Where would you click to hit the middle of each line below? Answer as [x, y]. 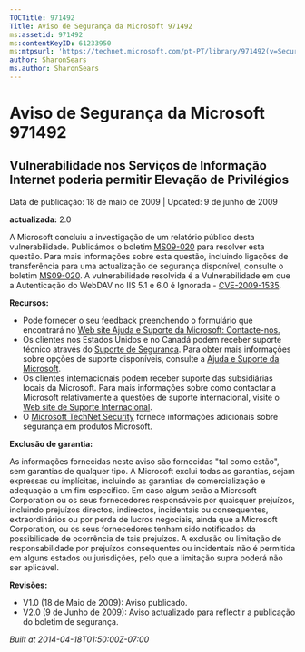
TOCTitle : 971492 [42, 18]
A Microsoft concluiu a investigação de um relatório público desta [132, 237]
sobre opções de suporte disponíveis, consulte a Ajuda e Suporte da [151, 358]
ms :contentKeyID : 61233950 [60, 43]
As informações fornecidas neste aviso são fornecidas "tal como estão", [144, 461]
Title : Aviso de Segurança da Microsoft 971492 [101, 26]
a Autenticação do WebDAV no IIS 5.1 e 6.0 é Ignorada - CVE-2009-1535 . [145, 285]
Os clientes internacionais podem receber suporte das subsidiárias [148, 378]
